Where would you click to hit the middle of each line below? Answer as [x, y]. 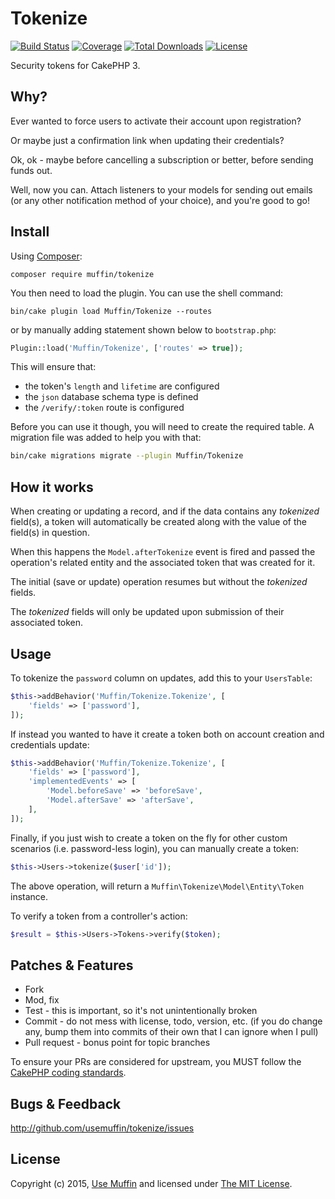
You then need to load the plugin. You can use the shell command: [147, 293]
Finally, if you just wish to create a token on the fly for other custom [149, 838]
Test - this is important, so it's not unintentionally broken [141, 1011]
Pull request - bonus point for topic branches [117, 1043]
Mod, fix [42, 1000]
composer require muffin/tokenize [82, 274]
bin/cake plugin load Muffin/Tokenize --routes [111, 311]
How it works [52, 487]
